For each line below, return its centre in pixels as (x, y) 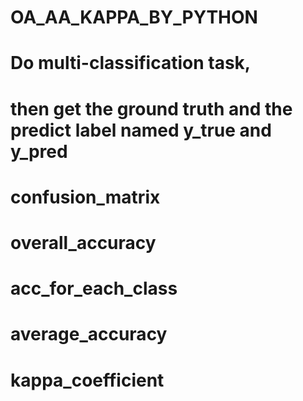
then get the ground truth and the (151, 108)
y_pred (39, 151)
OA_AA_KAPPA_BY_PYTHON (134, 17)
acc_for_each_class (94, 288)
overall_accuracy (83, 242)
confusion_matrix (85, 197)
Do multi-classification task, (131, 63)
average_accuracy (89, 334)
